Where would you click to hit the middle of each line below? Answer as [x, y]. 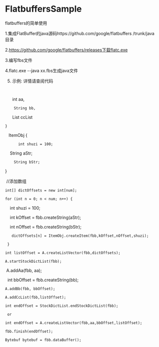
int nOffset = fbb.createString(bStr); [45, 227]
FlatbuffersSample [44, 9]
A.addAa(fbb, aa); [24, 270]
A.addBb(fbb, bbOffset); [30, 289]
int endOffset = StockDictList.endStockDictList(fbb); [62, 306]
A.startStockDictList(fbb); [34, 261]
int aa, [18, 99]
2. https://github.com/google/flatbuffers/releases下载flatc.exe [66, 50]
